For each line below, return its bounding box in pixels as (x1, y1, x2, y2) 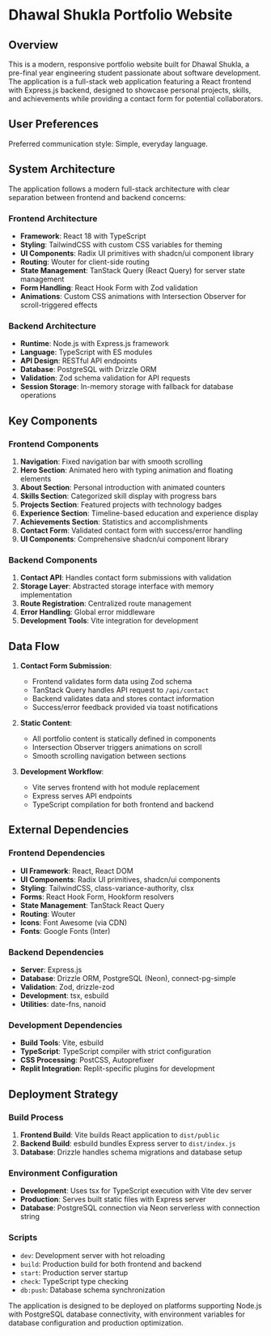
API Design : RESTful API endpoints (19, 356, 138, 366)
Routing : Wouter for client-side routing (19, 257, 150, 267)
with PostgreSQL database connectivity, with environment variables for (8, 1309, 245, 1319)
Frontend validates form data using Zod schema (32, 677, 193, 687)
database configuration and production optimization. (8, 1317, 184, 1327)
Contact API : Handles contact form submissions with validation (19, 573, 232, 583)
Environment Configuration (8, 1167, 118, 1179)
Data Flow (8, 639, 60, 653)
